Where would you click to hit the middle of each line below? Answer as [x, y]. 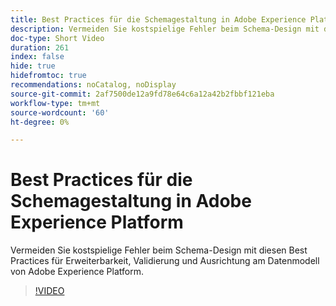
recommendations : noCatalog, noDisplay [93, 85]
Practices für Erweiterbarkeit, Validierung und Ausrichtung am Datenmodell [165, 261]
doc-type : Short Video [57, 38]
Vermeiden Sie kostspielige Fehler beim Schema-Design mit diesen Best [159, 250]
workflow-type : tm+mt [55, 103]
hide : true [33, 66]
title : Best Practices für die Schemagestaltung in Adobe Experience [158, 19]
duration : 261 [40, 47]
